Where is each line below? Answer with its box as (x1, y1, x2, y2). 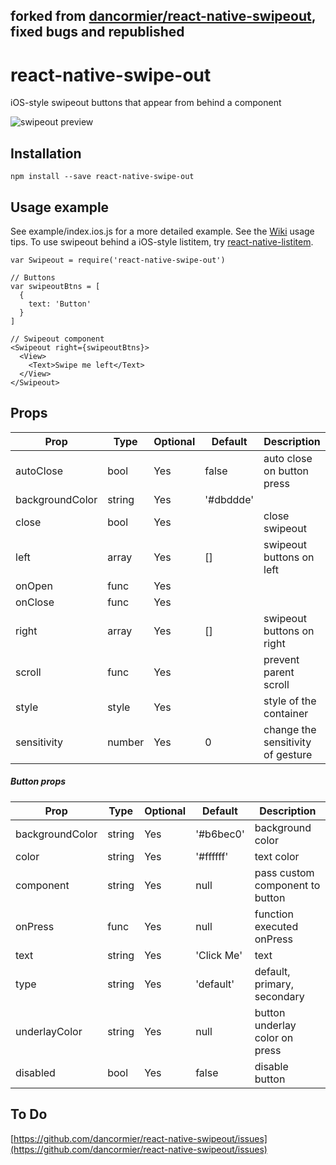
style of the (263, 694, 317, 708)
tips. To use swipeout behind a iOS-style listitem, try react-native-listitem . (10, 235, 314, 248)
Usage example (10, 199, 110, 216)
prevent (263, 652, 300, 666)
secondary (254, 989, 305, 1003)
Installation (10, 145, 82, 162)
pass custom (254, 865, 315, 879)
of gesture (263, 747, 313, 761)
